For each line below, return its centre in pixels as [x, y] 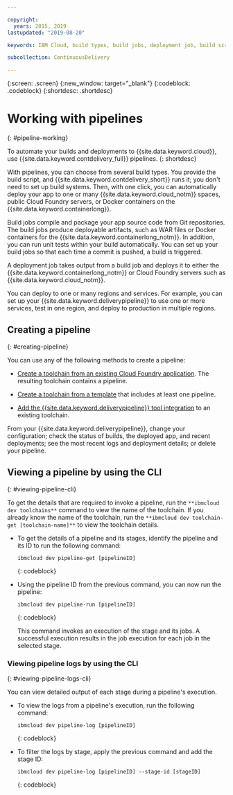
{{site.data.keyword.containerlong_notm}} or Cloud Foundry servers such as [116, 273]
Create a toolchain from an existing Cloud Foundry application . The [113, 373]
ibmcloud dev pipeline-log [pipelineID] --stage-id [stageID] [109, 771]
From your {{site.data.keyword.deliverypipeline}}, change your [96, 428]
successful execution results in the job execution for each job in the [114, 638]
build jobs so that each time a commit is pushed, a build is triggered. [105, 252]
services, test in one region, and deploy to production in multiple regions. [112, 308]
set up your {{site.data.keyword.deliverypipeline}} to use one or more [106, 301]
